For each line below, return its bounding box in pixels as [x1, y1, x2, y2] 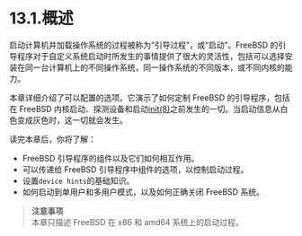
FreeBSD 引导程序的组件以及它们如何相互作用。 [22, 153, 200, 163]
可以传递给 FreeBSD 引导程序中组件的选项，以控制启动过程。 [22, 163, 249, 175]
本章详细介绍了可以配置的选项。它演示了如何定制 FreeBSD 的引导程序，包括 [9, 92, 290, 103]
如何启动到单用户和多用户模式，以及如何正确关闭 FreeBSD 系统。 [22, 186, 265, 197]
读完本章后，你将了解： [9, 134, 96, 144]
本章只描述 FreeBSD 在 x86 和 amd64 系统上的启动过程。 [31, 216, 244, 227]
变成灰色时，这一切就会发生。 [16, 114, 128, 126]
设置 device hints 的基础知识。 [22, 175, 135, 186]
